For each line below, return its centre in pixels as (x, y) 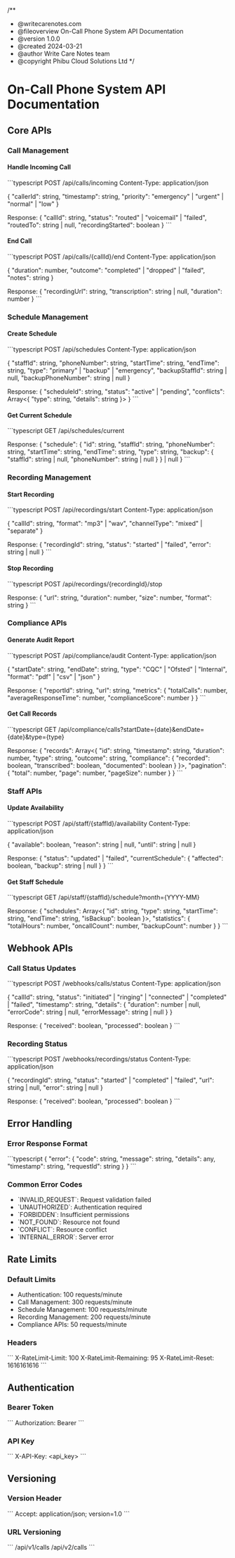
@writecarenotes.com (49, 24)
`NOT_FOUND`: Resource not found (69, 1222)
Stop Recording (31, 568)
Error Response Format (47, 1143)
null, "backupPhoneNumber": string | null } (69, 378)
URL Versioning (34, 1532)
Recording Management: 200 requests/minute (84, 1317)
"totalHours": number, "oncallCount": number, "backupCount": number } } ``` (118, 926)
